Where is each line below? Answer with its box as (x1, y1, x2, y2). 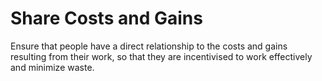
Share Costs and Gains (10, 7, 203, 30)
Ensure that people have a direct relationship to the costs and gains (10, 40, 288, 52)
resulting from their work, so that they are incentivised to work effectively (10, 50, 313, 62)
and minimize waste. (10, 61, 95, 73)
